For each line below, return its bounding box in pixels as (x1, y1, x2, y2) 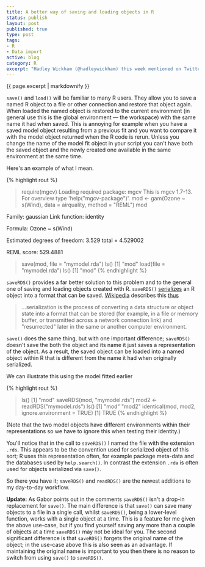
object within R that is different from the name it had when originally (6, 354, 177, 362)
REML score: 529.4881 (6, 249, 63, 256)
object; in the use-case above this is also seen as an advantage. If (6, 541, 173, 549)
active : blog (6, 54, 40, 60)
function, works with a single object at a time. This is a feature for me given (6, 515, 195, 522)
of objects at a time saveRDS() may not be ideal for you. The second (6, 528, 176, 535)
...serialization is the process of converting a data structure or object (21, 304, 194, 311)
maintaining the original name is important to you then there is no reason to (6, 547, 195, 555)
